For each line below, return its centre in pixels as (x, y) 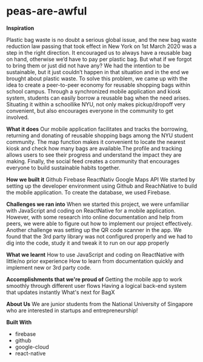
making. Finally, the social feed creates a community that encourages (93, 161)
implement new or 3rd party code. (49, 267)
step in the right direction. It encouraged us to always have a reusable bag (99, 52)
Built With (19, 322)
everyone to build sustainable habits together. (63, 168)
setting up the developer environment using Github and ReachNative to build (102, 186)
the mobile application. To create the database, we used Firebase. (89, 192)
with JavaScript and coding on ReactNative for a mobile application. (91, 210)
